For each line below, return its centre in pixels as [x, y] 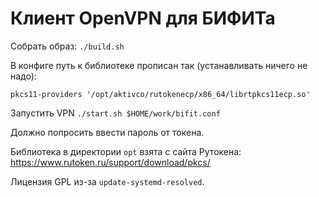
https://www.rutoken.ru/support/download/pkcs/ [110, 162]
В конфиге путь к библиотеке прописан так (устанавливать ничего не [159, 65]
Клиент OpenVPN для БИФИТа [143, 18]
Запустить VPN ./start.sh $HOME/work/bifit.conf [115, 113]
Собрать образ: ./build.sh [67, 46]
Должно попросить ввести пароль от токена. [107, 132]
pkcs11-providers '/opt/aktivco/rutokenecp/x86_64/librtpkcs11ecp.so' [160, 94]
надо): [23, 76]
